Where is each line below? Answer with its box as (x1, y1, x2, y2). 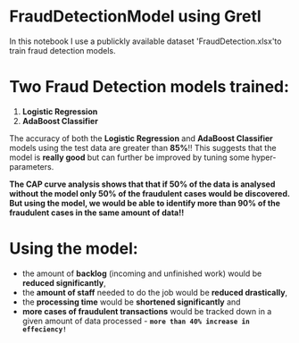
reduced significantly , (21, 277, 107, 288)
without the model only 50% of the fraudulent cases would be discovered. (9, 188, 290, 198)
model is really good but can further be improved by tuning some (9, 152, 250, 163)
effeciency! (21, 324, 67, 334)
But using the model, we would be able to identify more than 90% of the (9, 197, 281, 208)
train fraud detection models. (9, 45, 116, 55)
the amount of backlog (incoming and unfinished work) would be (21, 268, 262, 279)
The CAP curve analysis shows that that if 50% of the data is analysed (9, 179, 276, 189)
